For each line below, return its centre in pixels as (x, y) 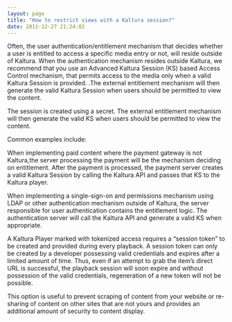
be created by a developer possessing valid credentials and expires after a (114, 253)
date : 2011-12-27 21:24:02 (46, 26)
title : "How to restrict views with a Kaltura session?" (91, 20)
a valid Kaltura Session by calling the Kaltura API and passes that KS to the (114, 175)
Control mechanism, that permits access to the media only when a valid (109, 76)
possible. (20, 283)
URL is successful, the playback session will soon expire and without (105, 269)
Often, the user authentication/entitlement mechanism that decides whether (115, 46)
